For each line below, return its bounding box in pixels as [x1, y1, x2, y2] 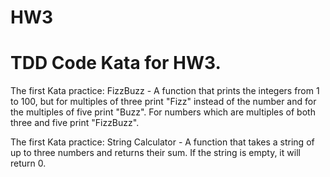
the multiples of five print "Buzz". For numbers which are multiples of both [10, 106, 316, 118]
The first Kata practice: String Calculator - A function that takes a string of [10, 136, 315, 148]
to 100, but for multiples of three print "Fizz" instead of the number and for [10, 96, 317, 108]
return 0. [10, 157, 47, 170]
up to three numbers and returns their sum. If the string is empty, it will [10, 147, 301, 159]
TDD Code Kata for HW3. [10, 52, 222, 75]
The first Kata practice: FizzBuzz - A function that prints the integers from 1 [10, 85, 320, 97]
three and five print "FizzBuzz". [10, 117, 140, 129]
